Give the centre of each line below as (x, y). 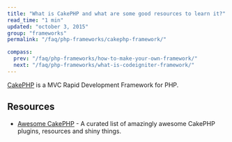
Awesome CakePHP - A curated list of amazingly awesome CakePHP (116, 123)
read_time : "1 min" (36, 20)
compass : (20, 52)
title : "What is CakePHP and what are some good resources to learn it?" (117, 14)
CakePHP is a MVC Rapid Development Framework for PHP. (93, 85)
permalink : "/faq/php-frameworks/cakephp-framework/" (87, 40)
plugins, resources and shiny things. (69, 131)
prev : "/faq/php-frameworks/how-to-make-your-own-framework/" (106, 59)
